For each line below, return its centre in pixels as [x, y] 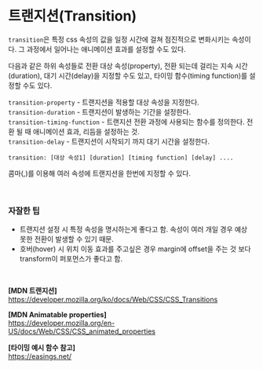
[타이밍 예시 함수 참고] [42, 348]
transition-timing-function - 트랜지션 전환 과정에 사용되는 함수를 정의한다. [126, 122]
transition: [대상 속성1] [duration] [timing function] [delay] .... [121, 158]
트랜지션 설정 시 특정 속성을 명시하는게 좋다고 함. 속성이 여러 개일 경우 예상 [133, 229]
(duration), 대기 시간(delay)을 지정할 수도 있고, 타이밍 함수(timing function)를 [128, 75]
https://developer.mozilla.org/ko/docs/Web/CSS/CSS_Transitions [113, 300]
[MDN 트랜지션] [33, 290]
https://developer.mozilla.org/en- [62, 323]
